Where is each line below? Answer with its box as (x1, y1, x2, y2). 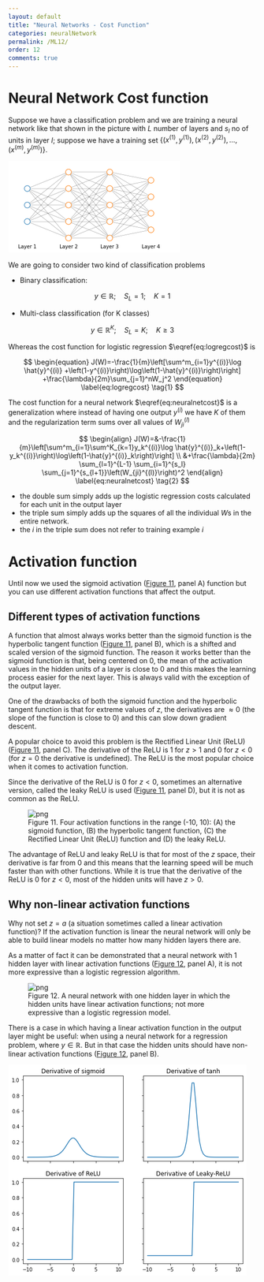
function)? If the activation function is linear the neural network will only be (8, 926, 251, 936)
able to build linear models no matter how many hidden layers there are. (8, 935, 242, 945)
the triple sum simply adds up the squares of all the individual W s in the (19, 509, 252, 518)
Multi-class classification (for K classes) (19, 308, 150, 318)
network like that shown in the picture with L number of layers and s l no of (8, 123, 249, 135)
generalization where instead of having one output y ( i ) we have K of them (8, 406, 246, 417)
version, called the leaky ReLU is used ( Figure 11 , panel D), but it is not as (8, 785, 246, 796)
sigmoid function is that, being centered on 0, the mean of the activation (8, 656, 243, 665)
